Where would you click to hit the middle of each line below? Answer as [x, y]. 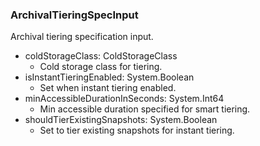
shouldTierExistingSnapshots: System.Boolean [121, 120]
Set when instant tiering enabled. [108, 88]
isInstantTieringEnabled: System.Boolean [109, 77]
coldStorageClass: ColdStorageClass [101, 56]
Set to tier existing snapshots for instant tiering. [137, 130]
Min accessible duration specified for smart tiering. [145, 109]
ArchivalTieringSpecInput [74, 15]
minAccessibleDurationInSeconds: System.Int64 [124, 99]
